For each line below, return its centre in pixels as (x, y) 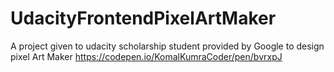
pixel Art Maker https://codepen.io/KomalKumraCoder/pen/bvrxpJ (146, 56)
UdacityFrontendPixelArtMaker (143, 18)
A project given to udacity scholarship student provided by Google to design (167, 46)
